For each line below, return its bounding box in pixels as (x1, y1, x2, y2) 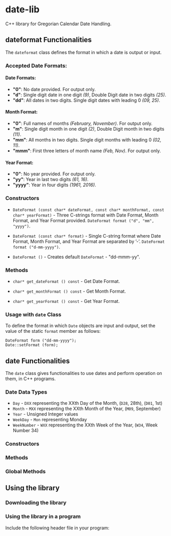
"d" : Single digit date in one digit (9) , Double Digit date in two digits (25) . (12, 92, 166, 98)
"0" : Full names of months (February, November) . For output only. (12, 120, 153, 127)
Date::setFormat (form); (5, 343, 58, 348)
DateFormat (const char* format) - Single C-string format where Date (12, 233, 161, 239)
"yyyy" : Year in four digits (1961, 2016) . (12, 182, 96, 188)
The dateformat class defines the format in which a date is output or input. (5, 49, 162, 55)
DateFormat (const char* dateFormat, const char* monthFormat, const (12, 207, 165, 212)
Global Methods (5, 468, 46, 475)
